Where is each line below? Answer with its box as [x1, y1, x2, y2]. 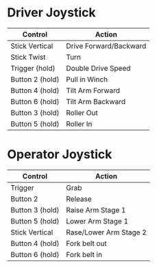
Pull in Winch [66, 74, 108, 84]
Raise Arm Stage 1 [66, 205, 126, 215]
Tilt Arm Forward [66, 86, 121, 95]
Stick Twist [10, 52, 46, 62]
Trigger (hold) [10, 63, 56, 73]
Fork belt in [66, 249, 103, 259]
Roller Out [66, 108, 98, 117]
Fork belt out [66, 239, 108, 248]
